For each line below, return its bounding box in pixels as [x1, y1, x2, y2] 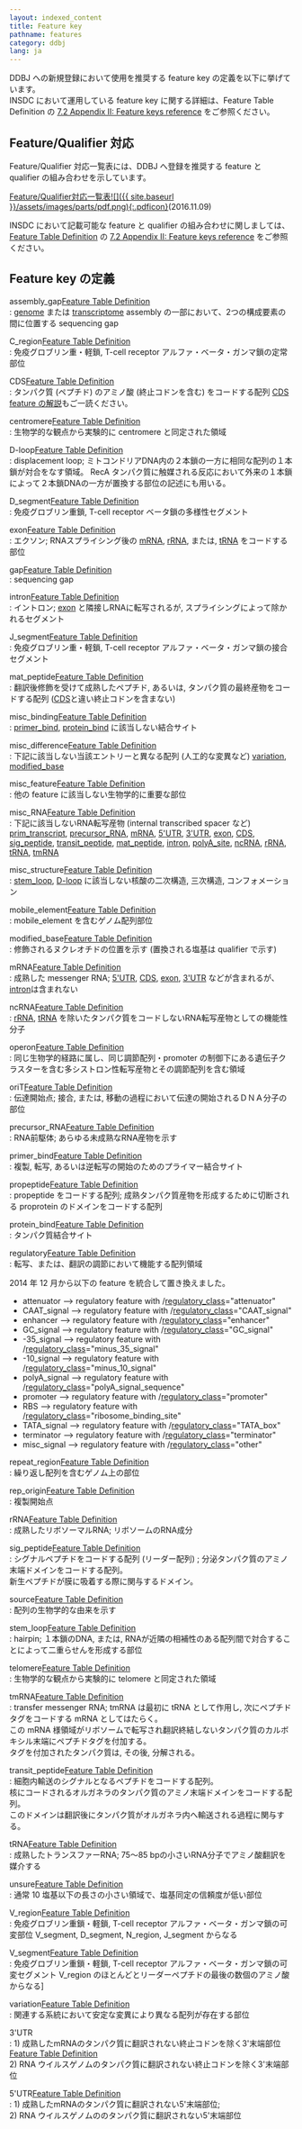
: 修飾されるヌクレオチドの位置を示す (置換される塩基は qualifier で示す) [9, 943, 277, 955]
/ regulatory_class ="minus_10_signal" [22, 1362, 157, 1373]
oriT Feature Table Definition [9, 1082, 113, 1092]
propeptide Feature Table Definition [9, 1179, 138, 1190]
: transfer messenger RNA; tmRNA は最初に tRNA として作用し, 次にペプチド [9, 1701, 292, 1712]
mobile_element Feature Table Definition [9, 904, 156, 915]
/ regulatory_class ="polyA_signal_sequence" [22, 1382, 185, 1392]
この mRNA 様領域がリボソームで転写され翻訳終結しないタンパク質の [9, 1724, 265, 1735]
